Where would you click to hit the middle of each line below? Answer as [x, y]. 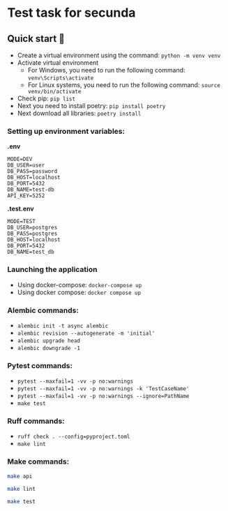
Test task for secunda [71, 13]
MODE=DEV [20, 159]
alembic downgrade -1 [48, 348]
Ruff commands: [36, 421]
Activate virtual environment [58, 63]
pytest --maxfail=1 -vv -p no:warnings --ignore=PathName [103, 396]
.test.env [21, 209]
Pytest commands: [40, 365]
